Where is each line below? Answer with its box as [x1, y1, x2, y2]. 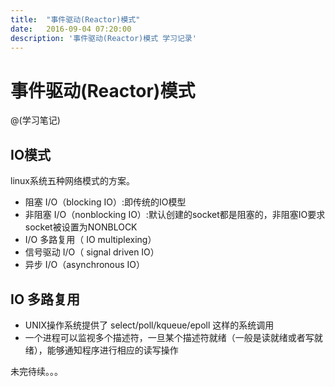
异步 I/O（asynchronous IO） [24, 259, 146, 271]
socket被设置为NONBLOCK [24, 221, 138, 233]
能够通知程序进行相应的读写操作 [46, 344, 179, 356]
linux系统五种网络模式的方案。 [10, 175, 135, 187]
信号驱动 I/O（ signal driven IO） [24, 246, 160, 258]
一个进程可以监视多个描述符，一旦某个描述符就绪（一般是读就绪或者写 [24, 331, 315, 343]
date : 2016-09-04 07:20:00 [10, 24, 132, 34]
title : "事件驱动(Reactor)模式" [10, 14, 141, 25]
